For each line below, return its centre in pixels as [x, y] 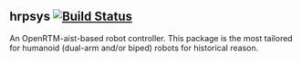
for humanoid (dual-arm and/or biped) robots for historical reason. [134, 48]
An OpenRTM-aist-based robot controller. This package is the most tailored [151, 38]
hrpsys [30, 17]
